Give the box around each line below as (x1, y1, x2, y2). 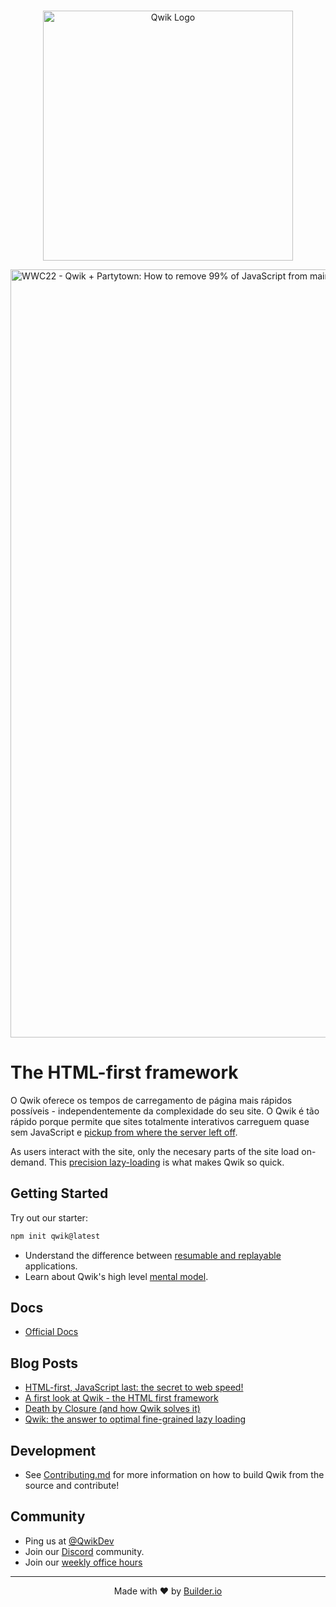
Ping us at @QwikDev (24, 1535, 115, 1547)
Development (10, 1442, 97, 1459)
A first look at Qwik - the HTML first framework (24, 1392, 219, 1404)
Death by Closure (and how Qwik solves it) (24, 1403, 201, 1415)
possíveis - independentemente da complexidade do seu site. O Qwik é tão (10, 1105, 320, 1117)
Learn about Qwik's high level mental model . (24, 1270, 209, 1282)
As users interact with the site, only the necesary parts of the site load (10, 1145, 300, 1157)
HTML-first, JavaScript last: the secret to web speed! (24, 1381, 244, 1394)
